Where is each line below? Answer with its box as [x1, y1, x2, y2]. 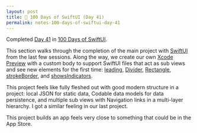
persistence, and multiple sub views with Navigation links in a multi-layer [6, 96, 183, 103]
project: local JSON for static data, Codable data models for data [6, 90, 164, 98]
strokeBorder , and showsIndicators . [6, 72, 93, 80]
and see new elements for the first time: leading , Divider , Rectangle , [6, 66, 172, 73]
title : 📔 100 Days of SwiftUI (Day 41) [6, 14, 105, 20]
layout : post [6, 8, 38, 15]
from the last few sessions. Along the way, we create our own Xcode [6, 54, 173, 61]
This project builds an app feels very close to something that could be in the [6, 114, 191, 121]
